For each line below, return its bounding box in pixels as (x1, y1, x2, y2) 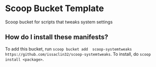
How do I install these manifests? (5, 33, 108, 41)
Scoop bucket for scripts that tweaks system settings (5, 19, 113, 25)
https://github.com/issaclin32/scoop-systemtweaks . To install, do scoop (5, 51, 151, 57)
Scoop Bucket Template (5, 3, 104, 14)
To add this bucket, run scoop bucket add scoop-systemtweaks (5, 46, 132, 51)
